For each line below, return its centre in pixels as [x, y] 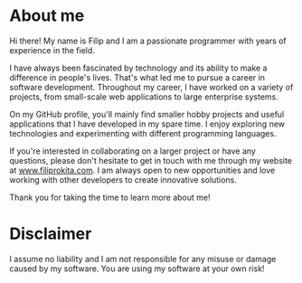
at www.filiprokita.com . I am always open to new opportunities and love [142, 170]
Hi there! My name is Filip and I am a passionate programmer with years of [148, 41]
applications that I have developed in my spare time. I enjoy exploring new [147, 124]
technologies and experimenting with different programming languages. [143, 133]
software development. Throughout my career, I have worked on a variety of [151, 87]
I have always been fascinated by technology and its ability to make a [138, 68]
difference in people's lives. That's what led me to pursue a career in [137, 77]
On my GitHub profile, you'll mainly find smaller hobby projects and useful [147, 114]
